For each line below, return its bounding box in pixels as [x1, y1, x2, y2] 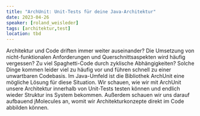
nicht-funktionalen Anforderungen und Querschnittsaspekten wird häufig [6, 54, 186, 61]
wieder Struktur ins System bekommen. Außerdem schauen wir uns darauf [6, 92, 190, 99]
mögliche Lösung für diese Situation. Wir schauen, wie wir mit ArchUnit [6, 79, 181, 86]
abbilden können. [6, 104, 49, 111]
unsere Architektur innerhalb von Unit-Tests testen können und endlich [6, 85, 180, 92]
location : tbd [6, 31, 42, 37]
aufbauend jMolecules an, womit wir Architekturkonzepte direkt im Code [6, 98, 184, 105]
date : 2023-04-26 [6, 14, 50, 20]
